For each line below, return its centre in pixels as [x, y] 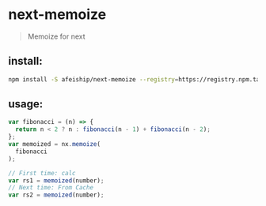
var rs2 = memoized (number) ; [56, 195]
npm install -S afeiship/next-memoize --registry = [93, 79]
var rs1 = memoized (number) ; [56, 180]
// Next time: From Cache [51, 188]
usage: [26, 104]
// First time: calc [42, 173]
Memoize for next [56, 36]
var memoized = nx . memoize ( [55, 144]
